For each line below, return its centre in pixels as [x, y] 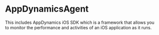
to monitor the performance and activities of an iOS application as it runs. [78, 27]
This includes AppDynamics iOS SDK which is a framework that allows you [80, 22]
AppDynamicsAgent [47, 9]
